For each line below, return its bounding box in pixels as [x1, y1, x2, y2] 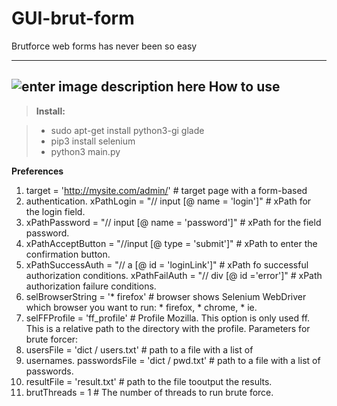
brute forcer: [25, 333, 79, 345]
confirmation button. [25, 248, 111, 260]
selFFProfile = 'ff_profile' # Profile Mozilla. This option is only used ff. [25, 312, 311, 324]
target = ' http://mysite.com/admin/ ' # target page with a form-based [25, 184, 308, 196]
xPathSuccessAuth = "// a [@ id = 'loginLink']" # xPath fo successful [25, 258, 309, 271]
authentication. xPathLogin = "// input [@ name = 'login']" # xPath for [25, 195, 312, 207]
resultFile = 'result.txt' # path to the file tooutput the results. [25, 375, 273, 387]
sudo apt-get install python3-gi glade [50, 124, 205, 136]
